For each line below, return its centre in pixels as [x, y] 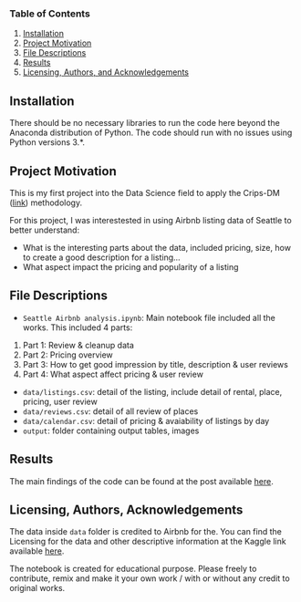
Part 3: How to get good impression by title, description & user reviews [156, 364]
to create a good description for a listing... [101, 257]
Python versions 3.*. [47, 142]
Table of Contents [50, 14]
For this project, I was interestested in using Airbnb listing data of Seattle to [150, 220]
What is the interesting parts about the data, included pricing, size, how [157, 247]
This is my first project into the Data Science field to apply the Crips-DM [145, 192]
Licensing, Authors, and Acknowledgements [106, 72]
